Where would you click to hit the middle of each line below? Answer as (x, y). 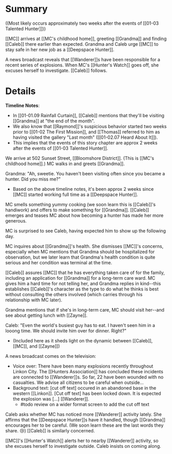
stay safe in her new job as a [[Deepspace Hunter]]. (60, 49)
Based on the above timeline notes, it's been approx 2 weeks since (83, 189)
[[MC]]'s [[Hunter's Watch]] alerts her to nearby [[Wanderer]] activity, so (82, 441)
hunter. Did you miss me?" (33, 179)
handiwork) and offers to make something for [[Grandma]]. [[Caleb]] (77, 210)
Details (20, 91)
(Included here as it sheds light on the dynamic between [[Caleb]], (83, 340)
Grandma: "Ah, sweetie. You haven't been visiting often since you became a (85, 173)
